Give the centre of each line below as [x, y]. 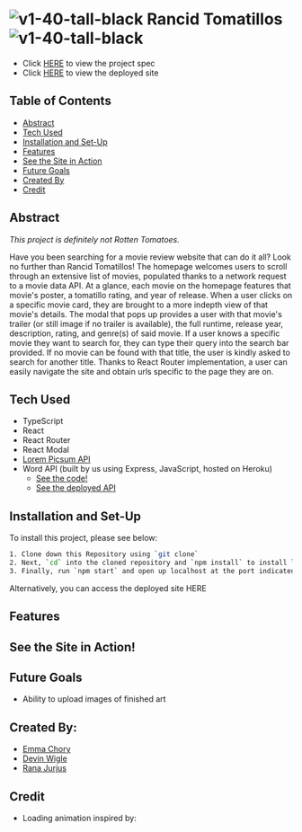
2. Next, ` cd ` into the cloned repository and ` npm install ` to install [148, 563]
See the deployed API [76, 488]
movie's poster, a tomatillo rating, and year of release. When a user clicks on [151, 295]
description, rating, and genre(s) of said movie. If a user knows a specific [145, 333]
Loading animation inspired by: [80, 819]
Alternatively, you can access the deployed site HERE [108, 588]
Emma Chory [46, 749]
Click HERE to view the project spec [89, 63]
